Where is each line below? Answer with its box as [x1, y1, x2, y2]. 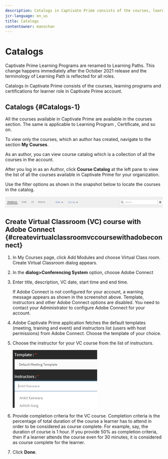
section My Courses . [5, 141, 49, 147]
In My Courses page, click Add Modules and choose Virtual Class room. [12, 254, 161, 260]
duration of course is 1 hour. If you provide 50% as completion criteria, [12, 428, 158, 434]
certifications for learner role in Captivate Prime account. [5, 88, 122, 94]
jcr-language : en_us [5, 13, 48, 18]
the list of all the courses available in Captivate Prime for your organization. [5, 171, 160, 177]
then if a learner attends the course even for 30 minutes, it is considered [12, 434, 162, 440]
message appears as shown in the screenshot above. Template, [12, 294, 144, 300]
